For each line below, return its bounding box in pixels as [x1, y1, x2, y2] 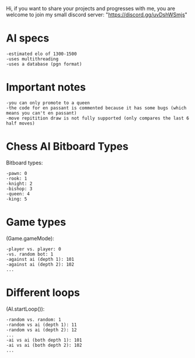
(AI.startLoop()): [6, 305, 45, 312]
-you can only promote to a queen [6, 99, 90, 106]
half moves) [6, 120, 35, 126]
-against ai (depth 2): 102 [6, 261, 75, 267]
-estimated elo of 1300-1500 [6, 51, 77, 57]
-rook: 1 [6, 175, 27, 181]
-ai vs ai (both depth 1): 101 [6, 337, 82, 343]
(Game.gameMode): [6, 235, 54, 242]
